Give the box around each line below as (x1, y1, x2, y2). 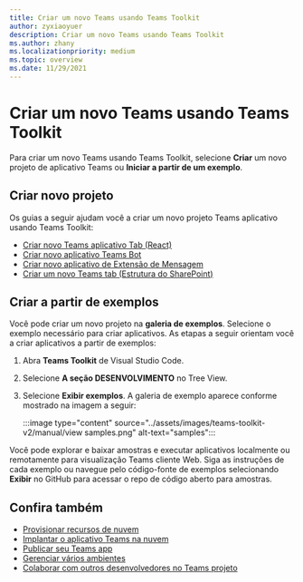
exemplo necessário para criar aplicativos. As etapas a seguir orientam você (9, 328, 295, 339)
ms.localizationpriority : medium (9, 47, 136, 56)
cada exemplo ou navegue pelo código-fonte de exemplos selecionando (9, 464, 279, 475)
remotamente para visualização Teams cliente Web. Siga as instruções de (9, 454, 285, 465)
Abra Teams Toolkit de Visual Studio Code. (22, 355, 185, 366)
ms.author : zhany (9, 38, 75, 48)
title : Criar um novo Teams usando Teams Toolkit (9, 13, 201, 23)
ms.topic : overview (9, 55, 83, 64)
